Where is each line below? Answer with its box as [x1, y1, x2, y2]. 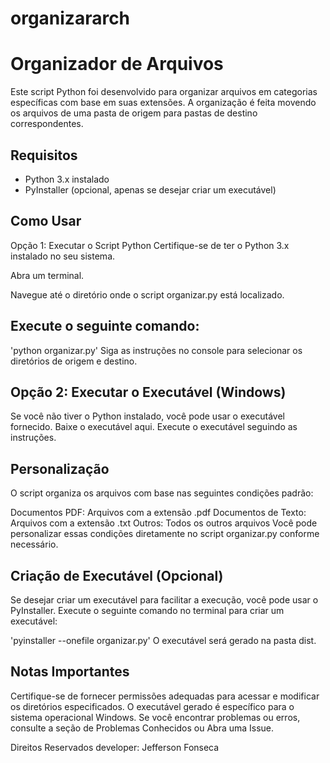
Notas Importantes [10, 663, 130, 681]
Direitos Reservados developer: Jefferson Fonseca [10, 741, 220, 753]
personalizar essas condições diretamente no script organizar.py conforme [10, 528, 320, 540]
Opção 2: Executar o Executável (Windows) [10, 383, 287, 401]
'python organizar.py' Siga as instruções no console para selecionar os [10, 344, 303, 356]
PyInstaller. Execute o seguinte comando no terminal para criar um [10, 605, 285, 616]
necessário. [10, 538, 59, 551]
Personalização [10, 460, 110, 477]
